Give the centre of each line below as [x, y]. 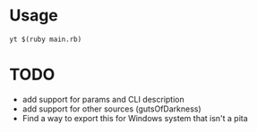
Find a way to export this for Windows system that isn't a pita [135, 118]
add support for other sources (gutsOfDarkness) [111, 109]
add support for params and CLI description [103, 99]
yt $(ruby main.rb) [46, 39]
